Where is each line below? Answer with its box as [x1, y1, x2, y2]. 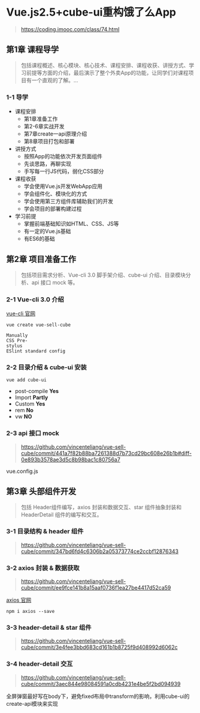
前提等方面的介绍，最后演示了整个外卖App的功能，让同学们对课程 [26, 69, 189, 76]
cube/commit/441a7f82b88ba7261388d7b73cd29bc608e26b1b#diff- [20, 449, 192, 457]
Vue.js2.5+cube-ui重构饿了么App [6, 5, 177, 19]
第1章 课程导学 [6, 44, 59, 55]
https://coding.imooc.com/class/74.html [20, 25, 120, 33]
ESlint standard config [6, 348, 66, 354]
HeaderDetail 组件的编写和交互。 [20, 510, 103, 518]
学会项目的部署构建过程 [23, 205, 82, 213]
